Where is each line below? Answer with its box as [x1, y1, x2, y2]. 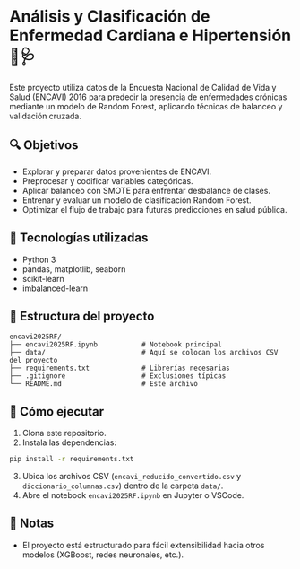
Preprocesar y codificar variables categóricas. [21, 175, 194, 186]
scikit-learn [21, 273, 64, 284]
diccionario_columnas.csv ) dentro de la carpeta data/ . [21, 480, 224, 491]
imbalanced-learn [21, 283, 89, 293]
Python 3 [21, 254, 56, 265]
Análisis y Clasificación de [9, 6, 210, 27]
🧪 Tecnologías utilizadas [9, 231, 149, 246]
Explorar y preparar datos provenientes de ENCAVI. [21, 166, 212, 177]
